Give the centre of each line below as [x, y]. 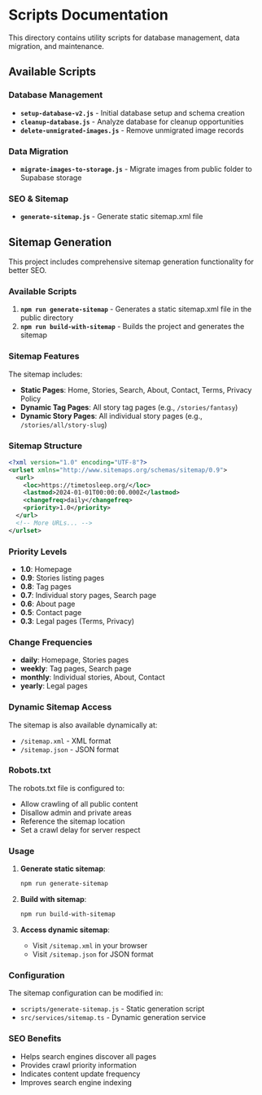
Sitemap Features [44, 356]
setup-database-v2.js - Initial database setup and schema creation [133, 112]
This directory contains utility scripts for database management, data [124, 37]
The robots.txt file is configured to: [67, 788]
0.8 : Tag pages [46, 586]
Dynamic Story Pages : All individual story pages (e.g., [111, 416]
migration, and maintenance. [56, 46]
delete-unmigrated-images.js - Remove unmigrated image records [132, 130]
